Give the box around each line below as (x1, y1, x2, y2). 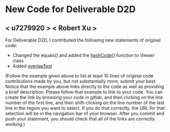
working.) (5, 121, 25, 127)
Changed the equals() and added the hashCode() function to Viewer (12, 52, 155, 58)
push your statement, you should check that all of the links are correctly (5, 116, 155, 122)
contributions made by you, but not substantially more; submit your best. (5, 78, 157, 84)
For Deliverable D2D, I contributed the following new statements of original (5, 37, 161, 43)
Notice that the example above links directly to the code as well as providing (5, 83, 164, 90)
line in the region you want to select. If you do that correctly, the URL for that (5, 105, 165, 111)
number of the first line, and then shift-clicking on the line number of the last (5, 100, 164, 106)
